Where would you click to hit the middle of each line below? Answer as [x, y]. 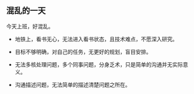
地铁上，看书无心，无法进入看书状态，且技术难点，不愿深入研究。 [96, 39]
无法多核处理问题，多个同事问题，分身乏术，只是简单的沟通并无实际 [99, 64]
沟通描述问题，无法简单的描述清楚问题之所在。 [72, 84]
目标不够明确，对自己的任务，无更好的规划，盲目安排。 [83, 51]
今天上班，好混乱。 [30, 26]
